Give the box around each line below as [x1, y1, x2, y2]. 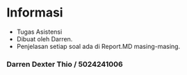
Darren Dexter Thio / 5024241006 [6, 59, 123, 69]
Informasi [6, 5, 63, 21]
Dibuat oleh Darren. [16, 34, 73, 43]
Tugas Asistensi [16, 28, 63, 36]
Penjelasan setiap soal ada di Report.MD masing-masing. [16, 42, 181, 50]
